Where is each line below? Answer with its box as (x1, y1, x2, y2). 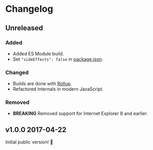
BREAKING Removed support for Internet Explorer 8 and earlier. (12, 110, 148, 117)
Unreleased (5, 24, 44, 32)
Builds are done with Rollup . (12, 81, 72, 87)
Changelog (5, 3, 53, 15)
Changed (5, 69, 29, 76)
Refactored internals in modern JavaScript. (12, 86, 104, 92)
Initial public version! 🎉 (5, 139, 53, 145)
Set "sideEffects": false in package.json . (12, 56, 104, 62)
